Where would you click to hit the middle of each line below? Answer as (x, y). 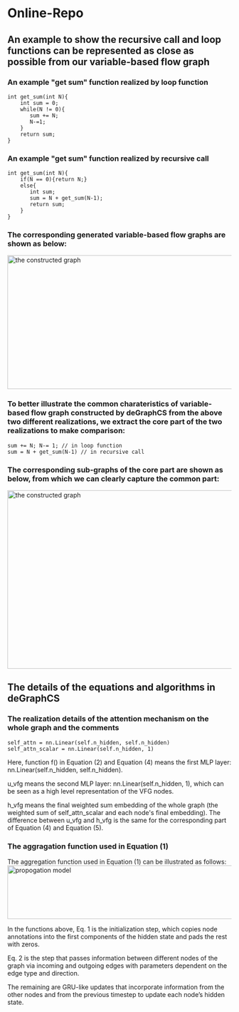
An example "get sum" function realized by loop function (108, 82)
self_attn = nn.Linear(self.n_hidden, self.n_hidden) (89, 743)
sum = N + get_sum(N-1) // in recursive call (76, 452)
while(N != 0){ (43, 109)
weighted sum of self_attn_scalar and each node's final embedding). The (114, 812)
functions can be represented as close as (101, 50)
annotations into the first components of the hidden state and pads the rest (117, 937)
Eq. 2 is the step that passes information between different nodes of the (113, 958)
